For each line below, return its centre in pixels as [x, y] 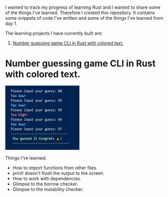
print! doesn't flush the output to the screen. [59, 173]
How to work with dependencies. [47, 178]
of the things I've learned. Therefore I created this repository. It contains [80, 13]
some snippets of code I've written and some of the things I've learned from [84, 18]
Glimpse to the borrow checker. [45, 184]
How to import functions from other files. [55, 168]
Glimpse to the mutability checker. [48, 189]
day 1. [11, 23]
